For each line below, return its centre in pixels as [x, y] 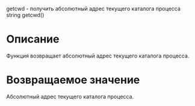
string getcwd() [25, 15]
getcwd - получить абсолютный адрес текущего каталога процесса [93, 9]
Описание [33, 39]
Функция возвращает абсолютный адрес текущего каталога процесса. [98, 56]
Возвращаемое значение [73, 80]
